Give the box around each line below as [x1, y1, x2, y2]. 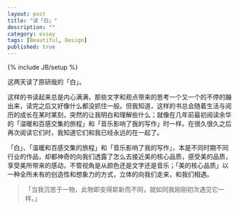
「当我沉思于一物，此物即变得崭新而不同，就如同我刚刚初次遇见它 [24, 186, 218, 193]
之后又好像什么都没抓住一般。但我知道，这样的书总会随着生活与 [38, 102, 225, 110]
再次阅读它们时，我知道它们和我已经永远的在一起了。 [7, 129, 164, 136]
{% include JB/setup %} [7, 63, 78, 71]
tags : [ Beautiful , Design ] [7, 37, 87, 44]
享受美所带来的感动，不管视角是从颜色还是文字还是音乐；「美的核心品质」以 [7, 161, 229, 169]
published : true [7, 43, 55, 50]
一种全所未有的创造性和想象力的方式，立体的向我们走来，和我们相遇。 [7, 170, 213, 178]
